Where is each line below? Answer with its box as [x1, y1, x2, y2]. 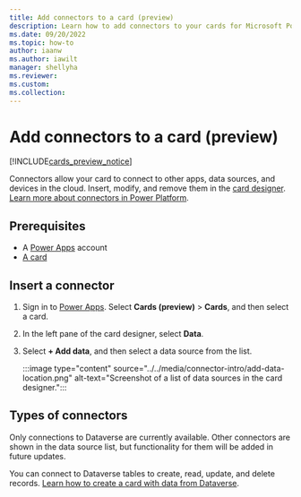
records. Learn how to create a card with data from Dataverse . [9, 477, 240, 488]
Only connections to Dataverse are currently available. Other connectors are [9, 432, 291, 442]
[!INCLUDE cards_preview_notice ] [9, 156, 133, 167]
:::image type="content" [21, 364, 112, 374]
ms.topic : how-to [9, 38, 74, 47]
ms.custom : [9, 80, 50, 89]
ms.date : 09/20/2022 [9, 30, 87, 39]
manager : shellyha [9, 64, 78, 73]
